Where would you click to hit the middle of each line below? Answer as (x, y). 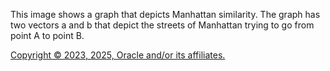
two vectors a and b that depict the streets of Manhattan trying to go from (162, 25)
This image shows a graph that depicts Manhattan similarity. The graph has (165, 14)
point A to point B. (47, 35)
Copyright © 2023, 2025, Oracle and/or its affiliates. (118, 55)
